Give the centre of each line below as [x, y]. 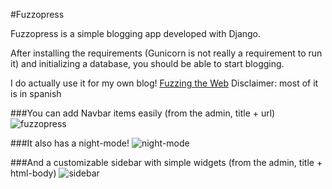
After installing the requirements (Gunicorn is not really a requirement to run [166, 53]
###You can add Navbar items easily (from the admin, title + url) [143, 113]
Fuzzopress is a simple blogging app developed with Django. [136, 33]
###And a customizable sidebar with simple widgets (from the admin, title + [166, 162]
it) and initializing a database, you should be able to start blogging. [147, 63]
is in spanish [36, 93]
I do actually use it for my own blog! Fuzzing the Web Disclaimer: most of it [164, 83]
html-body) [33, 173]
